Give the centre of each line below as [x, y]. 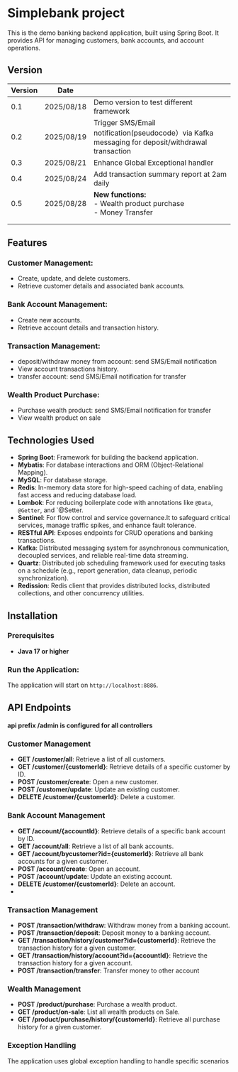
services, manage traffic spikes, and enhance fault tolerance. [107, 525]
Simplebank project [66, 13]
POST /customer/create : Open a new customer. [88, 782]
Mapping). [33, 472]
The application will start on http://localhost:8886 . [83, 685]
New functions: [120, 195]
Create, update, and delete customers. [74, 278]
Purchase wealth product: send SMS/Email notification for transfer [114, 411]
